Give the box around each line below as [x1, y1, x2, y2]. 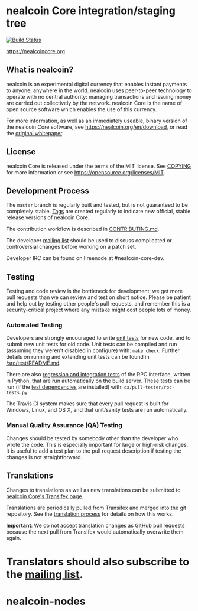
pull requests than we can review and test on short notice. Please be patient [6, 294, 191, 301]
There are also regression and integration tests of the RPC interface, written [6, 371, 191, 378]
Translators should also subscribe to [6, 555, 190, 568]
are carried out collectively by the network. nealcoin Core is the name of [6, 99, 182, 106]
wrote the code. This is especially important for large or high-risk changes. [6, 441, 189, 448]
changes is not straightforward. [6, 453, 83, 460]
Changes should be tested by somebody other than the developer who [6, 434, 178, 441]
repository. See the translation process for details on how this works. [6, 510, 174, 518]
